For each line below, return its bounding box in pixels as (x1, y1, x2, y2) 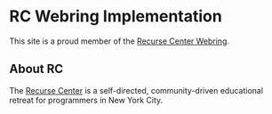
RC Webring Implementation (9, 6, 222, 27)
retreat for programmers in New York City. (9, 94, 164, 105)
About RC (9, 61, 64, 77)
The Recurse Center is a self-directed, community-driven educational (9, 85, 264, 95)
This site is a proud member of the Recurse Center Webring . (9, 36, 229, 46)
